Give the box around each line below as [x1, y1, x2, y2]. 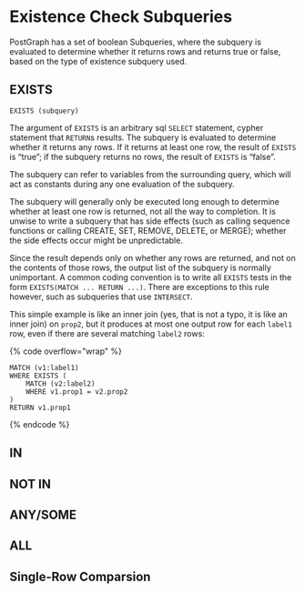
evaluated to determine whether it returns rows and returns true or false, [9, 45, 281, 56]
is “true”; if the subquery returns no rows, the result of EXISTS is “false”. [9, 151, 276, 162]
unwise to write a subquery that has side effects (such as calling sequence [9, 216, 290, 226]
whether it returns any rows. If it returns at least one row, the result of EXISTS [9, 141, 297, 152]
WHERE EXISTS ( [9, 371, 67, 380]
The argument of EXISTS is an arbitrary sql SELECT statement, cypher [9, 122, 264, 133]
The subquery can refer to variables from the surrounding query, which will [9, 168, 291, 179]
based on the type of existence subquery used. [9, 55, 188, 66]
